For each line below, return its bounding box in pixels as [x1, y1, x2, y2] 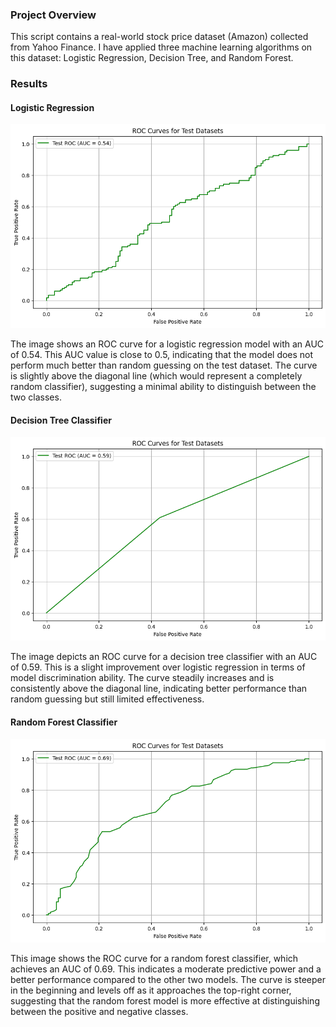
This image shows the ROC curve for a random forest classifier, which [10, 953, 299, 965]
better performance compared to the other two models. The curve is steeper [10, 974, 327, 986]
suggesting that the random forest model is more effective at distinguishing [10, 995, 320, 1007]
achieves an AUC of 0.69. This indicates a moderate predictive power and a [10, 963, 322, 975]
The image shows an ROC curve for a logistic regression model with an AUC [10, 338, 325, 350]
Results [10, 77, 48, 91]
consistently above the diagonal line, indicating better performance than [10, 683, 308, 695]
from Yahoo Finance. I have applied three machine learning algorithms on [10, 41, 313, 53]
